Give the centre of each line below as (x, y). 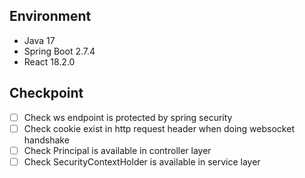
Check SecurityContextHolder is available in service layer (142, 161)
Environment (50, 16)
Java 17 (39, 40)
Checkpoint (46, 93)
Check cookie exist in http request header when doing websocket (159, 128)
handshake (46, 140)
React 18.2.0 (49, 61)
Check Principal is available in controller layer (117, 150)
